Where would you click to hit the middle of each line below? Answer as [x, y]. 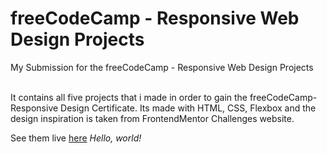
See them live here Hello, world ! [76, 138]
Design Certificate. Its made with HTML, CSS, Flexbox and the [188, 108]
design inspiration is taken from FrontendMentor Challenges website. [152, 118]
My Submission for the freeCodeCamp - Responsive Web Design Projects [162, 67]
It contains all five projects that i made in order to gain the [129, 97]
